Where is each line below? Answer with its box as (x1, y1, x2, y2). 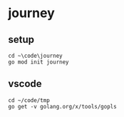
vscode (8, 78, 42, 90)
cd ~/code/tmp (8, 96, 51, 104)
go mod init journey (8, 58, 70, 66)
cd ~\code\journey (8, 52, 63, 59)
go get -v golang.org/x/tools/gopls (8, 103, 117, 110)
